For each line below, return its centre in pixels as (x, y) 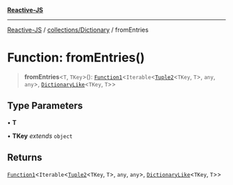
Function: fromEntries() (76, 58)
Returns (25, 158)
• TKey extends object (40, 136)
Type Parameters (45, 106)
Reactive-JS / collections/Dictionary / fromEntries (78, 30)
